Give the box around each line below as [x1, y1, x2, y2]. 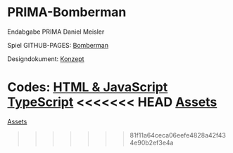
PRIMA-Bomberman [7, 4, 127, 20]
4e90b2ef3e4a [130, 138, 174, 147]
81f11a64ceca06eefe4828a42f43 [130, 131, 227, 139]
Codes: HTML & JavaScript [7, 79, 168, 95]
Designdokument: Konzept [7, 54, 84, 63]
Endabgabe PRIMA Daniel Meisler [7, 27, 105, 36]
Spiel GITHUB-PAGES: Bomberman [7, 41, 109, 49]
